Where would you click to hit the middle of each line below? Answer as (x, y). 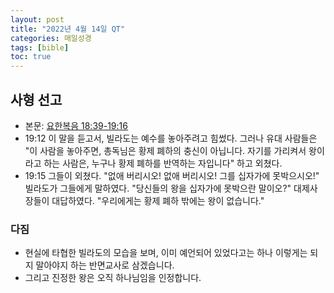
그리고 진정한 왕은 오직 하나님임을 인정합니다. (113, 278)
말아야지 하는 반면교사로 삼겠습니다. (105, 265)
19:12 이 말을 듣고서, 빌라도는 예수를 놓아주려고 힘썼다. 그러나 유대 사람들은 (171, 138)
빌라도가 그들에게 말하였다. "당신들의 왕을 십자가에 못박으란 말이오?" (158, 188)
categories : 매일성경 (51, 38)
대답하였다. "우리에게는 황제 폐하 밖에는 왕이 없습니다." (158, 200)
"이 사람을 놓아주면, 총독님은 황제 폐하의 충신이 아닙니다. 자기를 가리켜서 (165, 150)
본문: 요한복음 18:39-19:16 (76, 125)
